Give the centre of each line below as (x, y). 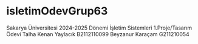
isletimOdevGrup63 (57, 11)
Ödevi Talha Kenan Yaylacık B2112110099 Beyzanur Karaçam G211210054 (98, 34)
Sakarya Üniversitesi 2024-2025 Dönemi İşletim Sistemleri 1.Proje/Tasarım (99, 28)
